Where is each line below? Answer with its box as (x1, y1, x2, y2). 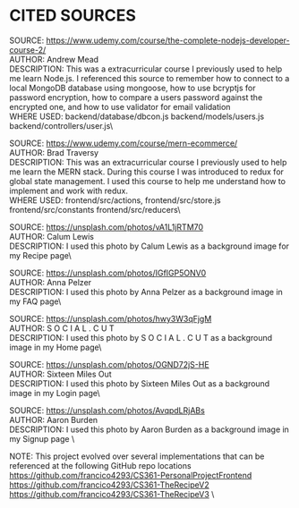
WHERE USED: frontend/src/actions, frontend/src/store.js (9, 194, 221, 206)
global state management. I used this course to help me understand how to (9, 175, 286, 186)
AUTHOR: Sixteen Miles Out (9, 368, 112, 379)
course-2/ (9, 44, 47, 55)
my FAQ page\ (9, 296, 62, 307)
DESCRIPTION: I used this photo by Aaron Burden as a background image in (9, 424, 289, 435)
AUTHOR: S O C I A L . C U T (9, 323, 115, 334)
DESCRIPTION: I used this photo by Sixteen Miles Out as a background (9, 377, 270, 389)
